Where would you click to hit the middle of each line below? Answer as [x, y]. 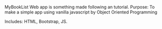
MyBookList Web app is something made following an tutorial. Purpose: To [80, 7]
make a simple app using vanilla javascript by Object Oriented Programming [81, 12]
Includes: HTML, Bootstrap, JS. [36, 22]
